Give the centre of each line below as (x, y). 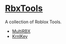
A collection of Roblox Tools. (33, 22)
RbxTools (24, 8)
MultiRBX (21, 31)
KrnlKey (20, 36)
